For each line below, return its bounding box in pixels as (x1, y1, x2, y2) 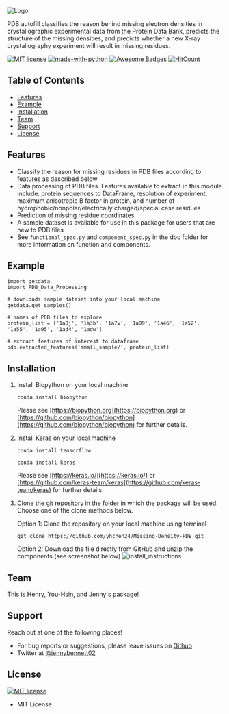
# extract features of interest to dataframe (7, 338, 139, 345)
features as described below (16, 175, 98, 183)
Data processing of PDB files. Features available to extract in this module (16, 182, 222, 190)
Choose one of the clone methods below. (16, 506, 133, 515)
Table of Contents (7, 75, 85, 86)
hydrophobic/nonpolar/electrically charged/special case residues (16, 204, 201, 212)
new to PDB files (16, 225, 64, 234)
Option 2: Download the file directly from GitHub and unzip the (16, 545, 193, 553)
